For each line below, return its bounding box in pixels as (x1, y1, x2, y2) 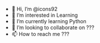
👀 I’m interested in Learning (11, 12, 78, 19)
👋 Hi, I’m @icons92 (11, 6, 58, 12)
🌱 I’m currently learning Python (11, 18, 87, 24)
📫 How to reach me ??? (11, 31, 70, 37)
